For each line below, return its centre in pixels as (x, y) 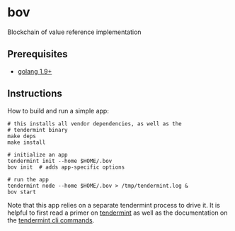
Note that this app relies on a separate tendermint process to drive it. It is (114, 205)
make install (27, 142)
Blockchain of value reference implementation (74, 32)
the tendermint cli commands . (51, 220)
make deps (22, 136)
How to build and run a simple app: (58, 111)
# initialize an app (38, 154)
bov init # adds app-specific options (66, 167)
